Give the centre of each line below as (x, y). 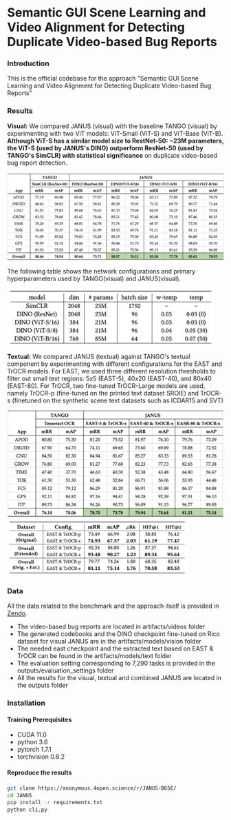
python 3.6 (32, 742)
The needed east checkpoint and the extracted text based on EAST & (115, 648)
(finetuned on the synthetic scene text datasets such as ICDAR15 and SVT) (118, 400)
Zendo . (17, 613)
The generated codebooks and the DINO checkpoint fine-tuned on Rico (118, 634)
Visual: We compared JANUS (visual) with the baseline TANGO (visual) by (112, 126)
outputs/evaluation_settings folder (65, 670)
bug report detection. (37, 163)
